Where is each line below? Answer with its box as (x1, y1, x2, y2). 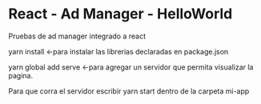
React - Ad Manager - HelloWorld (8, 5, 233, 23)
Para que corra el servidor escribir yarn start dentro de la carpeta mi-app (8, 86, 250, 96)
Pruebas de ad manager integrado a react (8, 31, 147, 41)
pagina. (8, 70, 34, 80)
